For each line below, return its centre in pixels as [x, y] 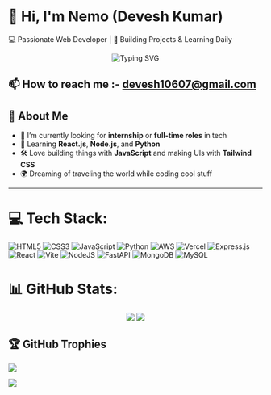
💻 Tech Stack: [58, 219]
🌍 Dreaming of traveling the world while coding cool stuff [116, 174]
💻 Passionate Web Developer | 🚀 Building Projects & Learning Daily [120, 39]
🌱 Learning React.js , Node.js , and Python [90, 144]
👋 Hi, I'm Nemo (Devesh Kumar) [116, 17]
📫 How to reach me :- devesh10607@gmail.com [132, 84]
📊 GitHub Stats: [63, 289]
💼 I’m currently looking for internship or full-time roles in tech [123, 136]
